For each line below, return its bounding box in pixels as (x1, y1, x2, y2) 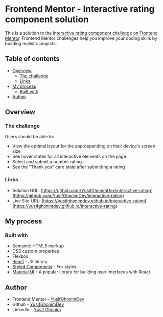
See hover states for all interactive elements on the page (12, 153, 126, 160)
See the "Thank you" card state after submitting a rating (12, 164, 125, 170)
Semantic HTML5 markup (12, 243, 64, 249)
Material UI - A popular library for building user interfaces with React (12, 269, 151, 275)
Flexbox (12, 253, 28, 259)
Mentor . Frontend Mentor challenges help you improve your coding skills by (5, 35, 158, 41)
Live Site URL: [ (12, 197, 44, 204)
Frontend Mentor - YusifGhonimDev (12, 296, 85, 302)
